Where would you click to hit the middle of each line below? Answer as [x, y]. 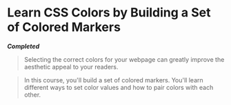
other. [32, 95]
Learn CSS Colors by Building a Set [109, 13]
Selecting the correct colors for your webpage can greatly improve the [124, 59]
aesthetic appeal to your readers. [71, 67]
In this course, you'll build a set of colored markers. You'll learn [113, 80]
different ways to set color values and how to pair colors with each [119, 87]
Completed [23, 46]
